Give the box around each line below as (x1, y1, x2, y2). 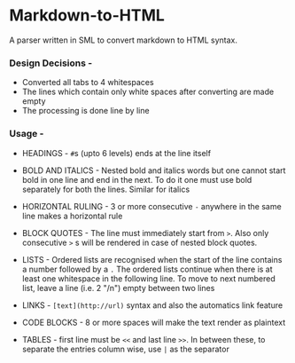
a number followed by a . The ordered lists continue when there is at (21, 264, 273, 274)
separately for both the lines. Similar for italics (21, 184, 190, 194)
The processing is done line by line (21, 106, 150, 116)
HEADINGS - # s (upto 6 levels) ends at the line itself (21, 147, 211, 158)
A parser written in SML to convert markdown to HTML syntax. (9, 35, 237, 45)
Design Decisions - (9, 57, 93, 69)
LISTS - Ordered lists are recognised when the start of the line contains (21, 254, 283, 264)
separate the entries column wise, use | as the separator (21, 343, 230, 354)
